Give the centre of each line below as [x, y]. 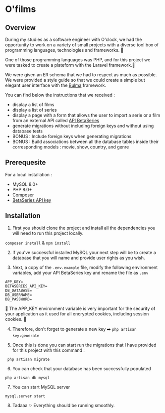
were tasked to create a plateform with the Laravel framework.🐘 [70, 65]
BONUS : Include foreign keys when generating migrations [72, 136]
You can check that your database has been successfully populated [82, 368]
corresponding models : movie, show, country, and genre [71, 147]
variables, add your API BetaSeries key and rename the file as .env [80, 273]
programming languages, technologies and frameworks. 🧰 [64, 50]
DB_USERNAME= [19, 295]
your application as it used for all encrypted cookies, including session [77, 314]
